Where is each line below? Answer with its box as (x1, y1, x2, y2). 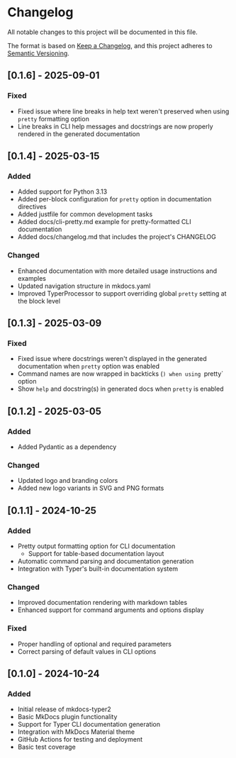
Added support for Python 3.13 (17, 187, 108, 196)
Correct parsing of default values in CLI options (17, 647, 157, 656)
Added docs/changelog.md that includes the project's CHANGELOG (17, 233, 216, 241)
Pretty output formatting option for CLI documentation (17, 542, 176, 550)
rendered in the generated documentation (17, 129, 140, 138)
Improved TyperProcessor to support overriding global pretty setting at (17, 289, 227, 298)
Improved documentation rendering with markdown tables (17, 598, 188, 607)
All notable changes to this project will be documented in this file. (7, 28, 198, 36)
